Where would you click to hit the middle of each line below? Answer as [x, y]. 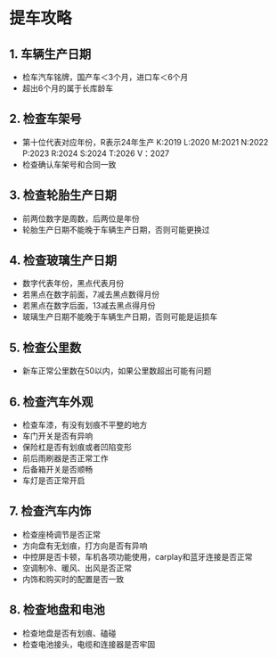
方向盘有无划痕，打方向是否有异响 [85, 546]
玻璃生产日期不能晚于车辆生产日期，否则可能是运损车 [120, 317]
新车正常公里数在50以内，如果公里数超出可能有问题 [117, 371]
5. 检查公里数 [45, 347]
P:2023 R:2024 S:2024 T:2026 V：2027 [96, 153]
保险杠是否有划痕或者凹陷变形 [77, 448]
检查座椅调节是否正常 [61, 534]
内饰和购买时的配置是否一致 [73, 579]
